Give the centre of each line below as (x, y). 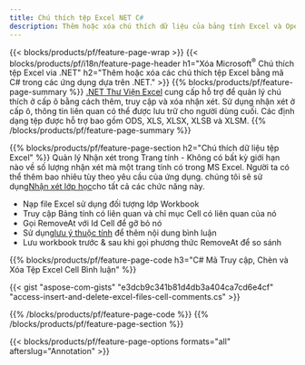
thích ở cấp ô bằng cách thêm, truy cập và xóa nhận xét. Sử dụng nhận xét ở (152, 101)
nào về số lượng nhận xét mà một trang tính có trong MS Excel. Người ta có (150, 168)
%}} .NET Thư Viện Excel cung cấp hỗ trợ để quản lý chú (175, 92)
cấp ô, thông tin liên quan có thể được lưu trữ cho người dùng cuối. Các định (152, 111)
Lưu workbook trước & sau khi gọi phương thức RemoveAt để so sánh (152, 243)
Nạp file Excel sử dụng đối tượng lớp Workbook (111, 204)
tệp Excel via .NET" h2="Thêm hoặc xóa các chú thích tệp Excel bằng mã (147, 72)
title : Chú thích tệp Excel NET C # (77, 18)
